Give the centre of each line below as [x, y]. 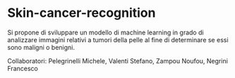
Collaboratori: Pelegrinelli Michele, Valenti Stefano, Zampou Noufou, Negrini [117, 60]
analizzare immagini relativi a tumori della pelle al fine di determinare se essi [118, 39]
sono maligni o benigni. [41, 47]
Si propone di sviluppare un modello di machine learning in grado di [106, 32]
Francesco [23, 68]
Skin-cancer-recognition [82, 13]
